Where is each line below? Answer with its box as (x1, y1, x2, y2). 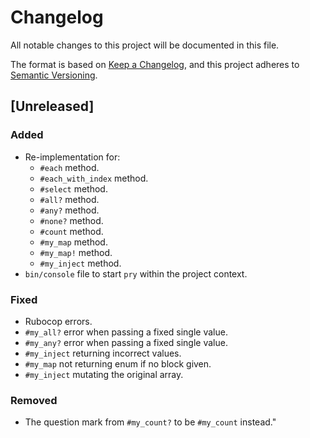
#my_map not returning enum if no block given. (24, 357, 212, 370)
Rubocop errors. (24, 315, 93, 327)
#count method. (39, 225, 104, 237)
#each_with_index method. (39, 172, 149, 184)
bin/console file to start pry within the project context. (24, 267, 248, 280)
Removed (10, 393, 58, 407)
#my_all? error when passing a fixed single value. (24, 326, 228, 338)
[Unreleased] (10, 98, 95, 115)
